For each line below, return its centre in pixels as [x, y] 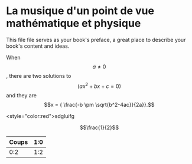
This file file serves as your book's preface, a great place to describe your [96, 40]
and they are [22, 95]
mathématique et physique [74, 23]
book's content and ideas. [38, 46]
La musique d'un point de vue [80, 11]
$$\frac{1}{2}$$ [99, 127]
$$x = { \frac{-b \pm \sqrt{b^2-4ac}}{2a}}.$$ [99, 104]
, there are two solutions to [39, 76]
